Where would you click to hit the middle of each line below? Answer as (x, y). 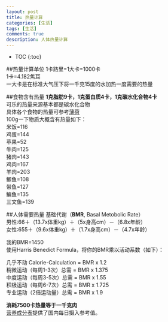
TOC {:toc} (28, 57)
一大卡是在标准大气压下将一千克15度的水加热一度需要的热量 (80, 84)
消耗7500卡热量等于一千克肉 (42, 305)
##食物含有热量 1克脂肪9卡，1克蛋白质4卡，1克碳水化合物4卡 (82, 97)
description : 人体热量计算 (37, 40)
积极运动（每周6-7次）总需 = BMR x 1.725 (58, 285)
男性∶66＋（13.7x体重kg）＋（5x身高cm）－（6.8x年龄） (76, 222)
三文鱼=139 (20, 202)
